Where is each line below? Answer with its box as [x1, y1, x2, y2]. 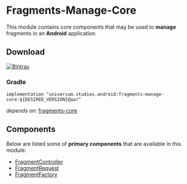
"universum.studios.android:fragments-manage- [46, 91, 164, 97]
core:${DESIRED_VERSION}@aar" [6, 97, 82, 103]
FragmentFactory [14, 171, 58, 178]
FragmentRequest [14, 164, 59, 171]
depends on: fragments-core [6, 107, 78, 114]
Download [6, 47, 45, 57]
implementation [6, 91, 44, 97]
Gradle [6, 78, 26, 86]
